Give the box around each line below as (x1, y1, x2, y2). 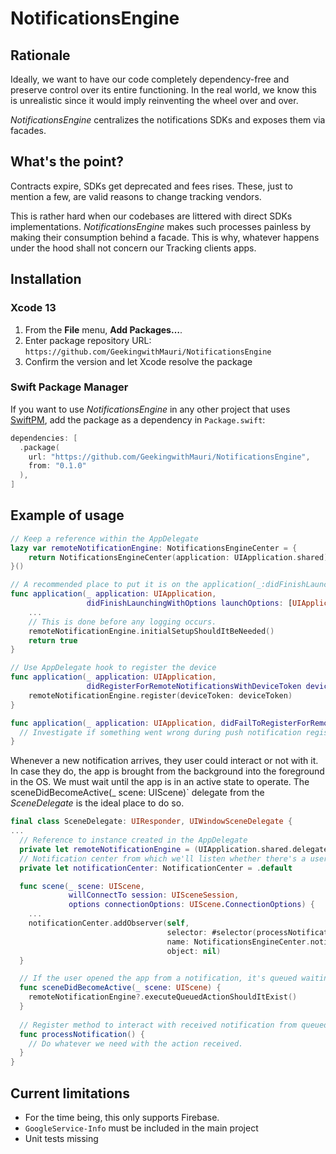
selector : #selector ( (166, 927, 257, 937)
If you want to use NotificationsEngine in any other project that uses (10, 403, 291, 415)
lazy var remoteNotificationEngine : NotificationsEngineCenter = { (10, 543, 298, 553)
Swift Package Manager (10, 380, 129, 394)
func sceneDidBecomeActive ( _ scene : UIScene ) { (19, 983, 222, 993)
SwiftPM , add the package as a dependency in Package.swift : (10, 413, 266, 426)
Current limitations (10, 1085, 130, 1102)
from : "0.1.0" (28, 461, 87, 471)
